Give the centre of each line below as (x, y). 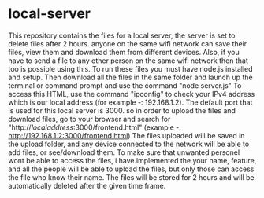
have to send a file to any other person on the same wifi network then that (128, 60)
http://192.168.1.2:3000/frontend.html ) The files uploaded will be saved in (126, 135)
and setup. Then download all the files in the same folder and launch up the (131, 77)
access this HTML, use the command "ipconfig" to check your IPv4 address (132, 93)
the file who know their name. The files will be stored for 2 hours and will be (131, 177)
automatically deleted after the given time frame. (87, 185)
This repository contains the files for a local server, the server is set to (122, 35)
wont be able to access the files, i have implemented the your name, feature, (132, 160)
